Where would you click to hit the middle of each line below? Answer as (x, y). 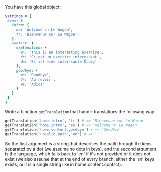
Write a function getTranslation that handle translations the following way (80, 111)
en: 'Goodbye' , (36, 75)
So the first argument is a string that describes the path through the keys (78, 143)
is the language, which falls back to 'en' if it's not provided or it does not (78, 154)
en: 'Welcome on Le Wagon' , (45, 30)
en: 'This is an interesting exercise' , (62, 52)
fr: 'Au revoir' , (38, 80)
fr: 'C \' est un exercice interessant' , (61, 57)
